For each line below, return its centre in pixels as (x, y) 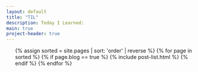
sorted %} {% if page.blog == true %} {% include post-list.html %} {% (101, 57)
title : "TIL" (22, 17)
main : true (20, 28)
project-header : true (33, 34)
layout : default (26, 12)
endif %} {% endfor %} (43, 64)
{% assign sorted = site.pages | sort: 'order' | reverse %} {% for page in (103, 51)
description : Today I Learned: (45, 23)
